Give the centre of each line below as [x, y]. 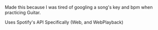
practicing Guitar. [23, 12]
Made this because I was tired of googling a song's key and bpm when [79, 7]
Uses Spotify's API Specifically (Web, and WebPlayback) [64, 22]
